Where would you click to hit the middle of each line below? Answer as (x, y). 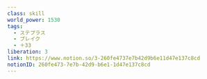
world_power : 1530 (34, 20)
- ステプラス (30, 33)
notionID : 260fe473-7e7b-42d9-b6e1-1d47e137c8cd (79, 65)
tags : (15, 26)
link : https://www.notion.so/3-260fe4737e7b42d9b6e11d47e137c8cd (104, 58)
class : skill (26, 13)
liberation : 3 (28, 52)
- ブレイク (27, 39)
